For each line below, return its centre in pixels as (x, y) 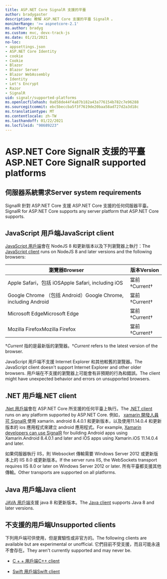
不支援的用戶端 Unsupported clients (60, 525)
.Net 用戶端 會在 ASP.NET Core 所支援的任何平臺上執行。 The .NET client (79, 409)
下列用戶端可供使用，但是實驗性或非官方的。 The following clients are (76, 538)
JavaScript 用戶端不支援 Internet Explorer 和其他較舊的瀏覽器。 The (74, 362)
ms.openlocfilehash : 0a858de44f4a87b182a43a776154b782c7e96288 (72, 102)
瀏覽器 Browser (67, 270)
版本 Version (144, 270)
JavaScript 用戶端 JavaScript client (60, 233)
